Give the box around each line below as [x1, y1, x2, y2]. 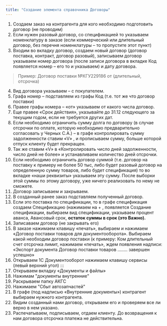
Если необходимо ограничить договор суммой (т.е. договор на [12, 156, 148, 162]
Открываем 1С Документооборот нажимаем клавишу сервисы [12, 257, 148, 263]
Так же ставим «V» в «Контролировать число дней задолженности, [12, 146, 157, 152]
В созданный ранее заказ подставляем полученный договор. [12, 194, 144, 200]
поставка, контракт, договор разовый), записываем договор [12, 53, 142, 59]
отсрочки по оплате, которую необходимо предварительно [12, 125, 140, 131]
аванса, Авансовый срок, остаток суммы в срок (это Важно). [12, 215, 146, 220]
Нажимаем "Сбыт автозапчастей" [12, 283, 85, 289]
